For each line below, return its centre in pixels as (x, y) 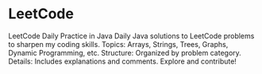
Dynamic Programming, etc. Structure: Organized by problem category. (125, 53)
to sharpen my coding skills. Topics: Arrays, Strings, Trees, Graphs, (118, 44)
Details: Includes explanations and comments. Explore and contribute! (122, 61)
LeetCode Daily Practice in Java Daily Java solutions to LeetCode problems (131, 36)
